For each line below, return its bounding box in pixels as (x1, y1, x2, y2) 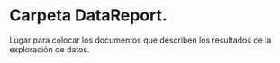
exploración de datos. (9, 43, 90, 54)
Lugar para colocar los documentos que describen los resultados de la (9, 35, 272, 45)
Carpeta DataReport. (9, 5, 168, 26)
